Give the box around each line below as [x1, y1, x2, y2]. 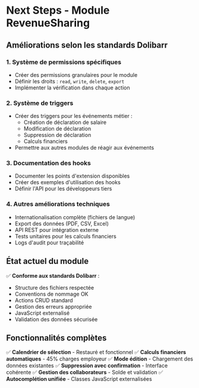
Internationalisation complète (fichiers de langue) [14, 213, 135, 221]
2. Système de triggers [6, 99, 74, 107]
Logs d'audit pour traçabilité [14, 239, 84, 246]
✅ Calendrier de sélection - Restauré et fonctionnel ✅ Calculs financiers [6, 349, 187, 356]
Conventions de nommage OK [14, 290, 89, 297]
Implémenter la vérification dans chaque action [14, 84, 130, 91]
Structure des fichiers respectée [14, 284, 94, 291]
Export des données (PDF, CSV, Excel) [14, 220, 109, 227]
